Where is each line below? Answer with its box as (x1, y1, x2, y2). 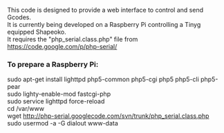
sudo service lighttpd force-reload (7, 97, 105, 105)
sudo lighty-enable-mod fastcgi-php (7, 90, 111, 99)
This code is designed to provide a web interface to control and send (7, 6, 204, 14)
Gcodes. (7, 13, 31, 21)
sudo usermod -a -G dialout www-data (7, 119, 119, 127)
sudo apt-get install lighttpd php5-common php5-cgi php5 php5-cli (7, 75, 199, 83)
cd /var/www (7, 105, 45, 113)
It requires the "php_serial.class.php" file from (7, 35, 138, 43)
